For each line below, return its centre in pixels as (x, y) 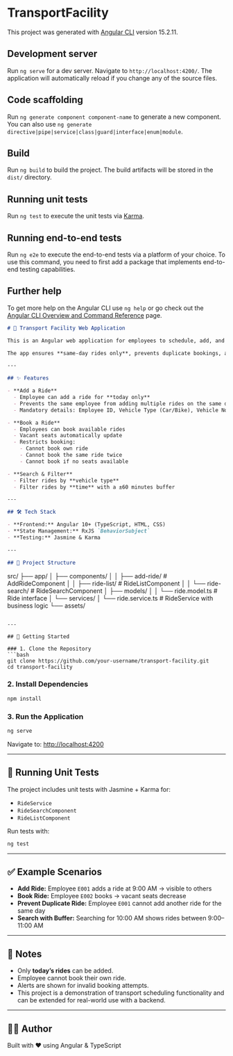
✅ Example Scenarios (55, 871)
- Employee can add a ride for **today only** (82, 398)
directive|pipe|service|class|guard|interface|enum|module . (95, 131)
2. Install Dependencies (48, 684)
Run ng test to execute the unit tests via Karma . (76, 216)
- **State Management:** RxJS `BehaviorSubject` (79, 531)
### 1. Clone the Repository (49, 649)
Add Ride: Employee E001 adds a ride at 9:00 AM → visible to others (114, 888)
